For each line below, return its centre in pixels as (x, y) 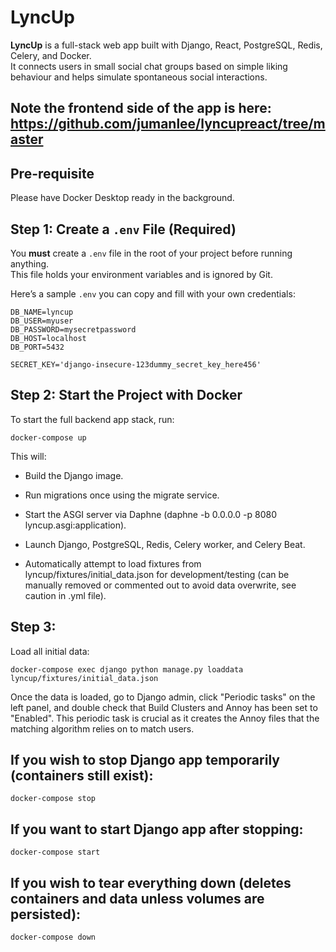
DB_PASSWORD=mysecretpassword (73, 329)
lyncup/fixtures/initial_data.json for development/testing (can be (157, 574)
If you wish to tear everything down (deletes (151, 882)
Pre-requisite (52, 173)
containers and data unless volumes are (137, 898)
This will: (28, 456)
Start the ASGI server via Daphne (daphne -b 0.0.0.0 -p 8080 (151, 514)
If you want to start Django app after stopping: (157, 829)
